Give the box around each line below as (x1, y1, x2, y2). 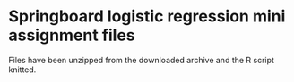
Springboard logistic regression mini (8, 6, 286, 27)
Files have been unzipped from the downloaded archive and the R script (8, 54, 275, 65)
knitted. (8, 64, 37, 75)
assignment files (8, 25, 135, 45)
